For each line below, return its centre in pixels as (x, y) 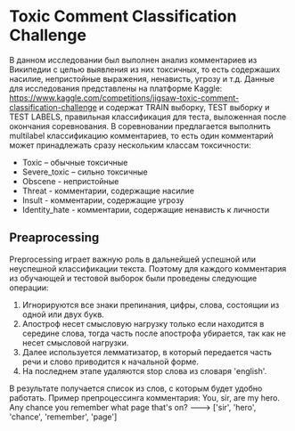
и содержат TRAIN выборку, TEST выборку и (184, 107)
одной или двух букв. (63, 314)
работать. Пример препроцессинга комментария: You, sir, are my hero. (145, 397)
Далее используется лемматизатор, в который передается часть (147, 352)
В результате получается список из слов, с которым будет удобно (136, 388)
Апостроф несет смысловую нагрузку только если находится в (143, 323)
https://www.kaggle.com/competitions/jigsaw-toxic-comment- (124, 98)
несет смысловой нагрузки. (75, 342)
